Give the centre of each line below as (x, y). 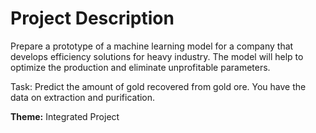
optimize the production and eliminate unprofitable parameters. (140, 67)
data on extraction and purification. (83, 97)
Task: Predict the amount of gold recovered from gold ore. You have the (158, 86)
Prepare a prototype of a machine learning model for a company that (152, 46)
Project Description (92, 18)
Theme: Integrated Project (65, 116)
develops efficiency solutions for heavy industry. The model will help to (157, 56)
